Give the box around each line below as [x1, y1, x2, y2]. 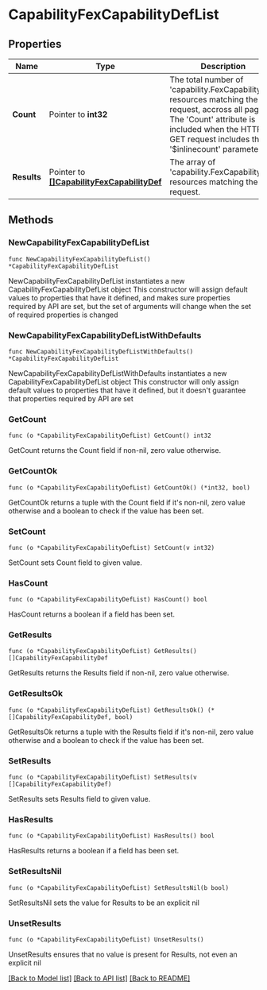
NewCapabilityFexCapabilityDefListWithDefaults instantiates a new [8, 368, 227, 378]
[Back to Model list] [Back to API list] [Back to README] [8, 973, 191, 983]
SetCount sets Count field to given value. [8, 558, 143, 567]
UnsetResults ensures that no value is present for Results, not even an [8, 949, 238, 959]
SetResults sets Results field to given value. [8, 795, 151, 804]
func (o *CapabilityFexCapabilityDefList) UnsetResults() [8, 935, 204, 943]
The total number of [169, 74, 244, 85]
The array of [169, 157, 216, 168]
